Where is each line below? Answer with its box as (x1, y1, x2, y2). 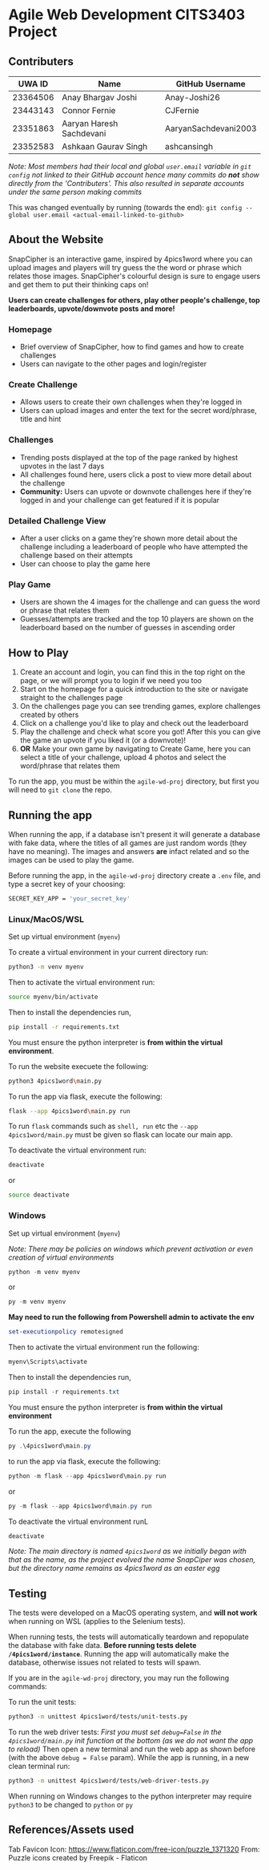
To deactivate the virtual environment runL (8, 1516, 149, 1526)
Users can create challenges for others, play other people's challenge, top (8, 295, 260, 305)
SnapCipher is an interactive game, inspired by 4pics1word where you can (8, 254, 253, 264)
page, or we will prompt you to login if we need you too (19, 676, 203, 686)
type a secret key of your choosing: (8, 879, 126, 888)
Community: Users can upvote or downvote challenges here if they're (19, 487, 252, 496)
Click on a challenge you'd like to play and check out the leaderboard (19, 718, 249, 728)
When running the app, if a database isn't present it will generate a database (8, 829, 261, 839)
